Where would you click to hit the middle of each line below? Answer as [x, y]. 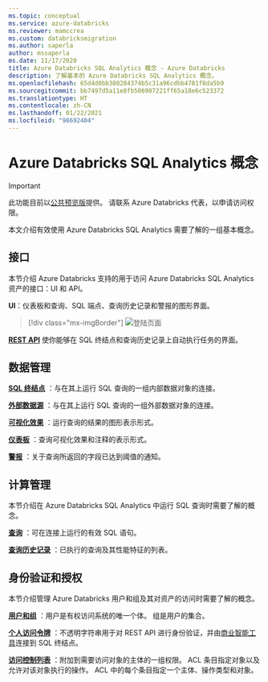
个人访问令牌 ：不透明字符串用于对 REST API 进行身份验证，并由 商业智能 [129, 633]
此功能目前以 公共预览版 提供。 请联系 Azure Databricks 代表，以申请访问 [128, 202]
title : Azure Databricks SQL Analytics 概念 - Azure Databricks [117, 68]
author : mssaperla [39, 53]
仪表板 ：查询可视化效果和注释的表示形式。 [79, 440]
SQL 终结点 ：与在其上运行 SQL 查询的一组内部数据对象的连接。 [114, 388]
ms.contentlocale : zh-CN [50, 105]
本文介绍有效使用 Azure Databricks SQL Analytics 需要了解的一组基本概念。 [133, 229]
